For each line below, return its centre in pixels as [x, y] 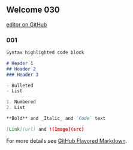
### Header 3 [22, 75]
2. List [16, 108]
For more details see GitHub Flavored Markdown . [67, 140]
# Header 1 [20, 63]
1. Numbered [21, 102]
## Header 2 [21, 69]
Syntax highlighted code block [45, 53]
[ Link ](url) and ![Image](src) [45, 129]
